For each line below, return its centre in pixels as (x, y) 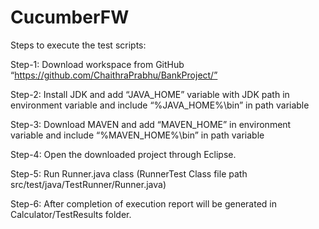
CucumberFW (70, 17)
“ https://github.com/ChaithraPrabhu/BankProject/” (114, 75)
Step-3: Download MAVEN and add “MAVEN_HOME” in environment (151, 124)
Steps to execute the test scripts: (78, 45)
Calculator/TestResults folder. (71, 214)
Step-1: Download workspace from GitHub (97, 64)
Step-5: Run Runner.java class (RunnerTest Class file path (129, 173)
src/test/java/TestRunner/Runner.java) (88, 184)
